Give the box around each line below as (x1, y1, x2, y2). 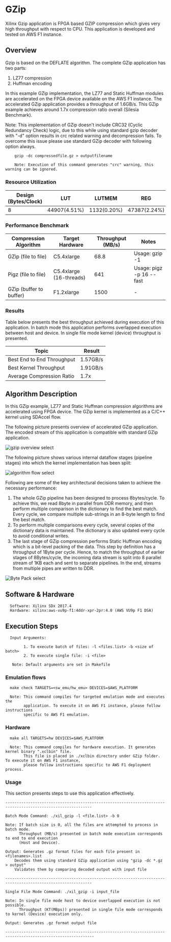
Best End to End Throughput (8, 356, 75, 363)
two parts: (5, 65, 27, 71)
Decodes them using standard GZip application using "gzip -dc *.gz (14, 858, 163, 863)
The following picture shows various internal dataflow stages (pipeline (5, 455, 153, 461)
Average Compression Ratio (8, 372, 75, 379)
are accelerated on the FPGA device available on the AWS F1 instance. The (5, 95, 162, 101)
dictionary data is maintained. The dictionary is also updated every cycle (12, 528, 165, 534)
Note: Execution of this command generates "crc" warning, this (14, 162, 154, 167)
